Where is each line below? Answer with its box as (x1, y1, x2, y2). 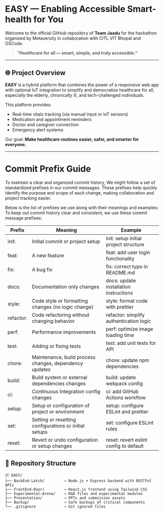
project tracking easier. (5, 195, 52, 201)
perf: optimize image (105, 325, 153, 332)
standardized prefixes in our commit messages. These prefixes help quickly (5, 185, 158, 191)
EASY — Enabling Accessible (5, 3, 125, 15)
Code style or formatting (31, 297, 88, 304)
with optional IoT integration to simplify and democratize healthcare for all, (5, 87, 155, 93)
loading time (105, 332, 134, 339)
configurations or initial (31, 422, 85, 429)
